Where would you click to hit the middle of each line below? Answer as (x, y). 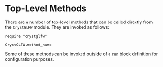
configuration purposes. (29, 59)
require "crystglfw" (26, 36)
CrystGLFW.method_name (28, 45)
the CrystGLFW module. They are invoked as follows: (57, 27)
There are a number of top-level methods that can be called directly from (79, 22)
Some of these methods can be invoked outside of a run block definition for (81, 54)
